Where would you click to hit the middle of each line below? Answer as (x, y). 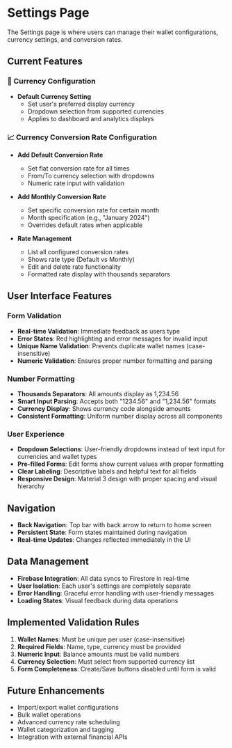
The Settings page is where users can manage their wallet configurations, (113, 32)
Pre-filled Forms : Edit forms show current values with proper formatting (121, 464)
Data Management (48, 562)
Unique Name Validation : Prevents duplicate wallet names (101, 345)
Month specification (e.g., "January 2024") (89, 217)
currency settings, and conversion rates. (65, 39)
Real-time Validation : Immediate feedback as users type (99, 331)
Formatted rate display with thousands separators (99, 274)
